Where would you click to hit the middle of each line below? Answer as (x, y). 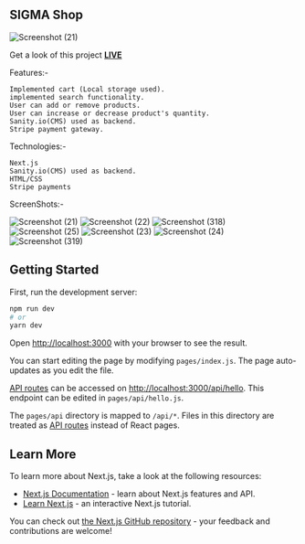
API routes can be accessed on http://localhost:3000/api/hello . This (137, 389)
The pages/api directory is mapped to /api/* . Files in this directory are (142, 416)
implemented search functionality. (77, 97)
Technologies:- (38, 146)
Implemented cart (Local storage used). (88, 89)
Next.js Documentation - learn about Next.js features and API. (139, 494)
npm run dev (32, 309)
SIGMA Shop (47, 15)
